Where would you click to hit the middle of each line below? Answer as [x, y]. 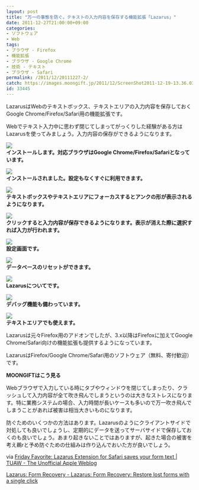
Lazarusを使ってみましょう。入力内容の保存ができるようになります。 [91, 133]
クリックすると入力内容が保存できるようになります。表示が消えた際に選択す [99, 222]
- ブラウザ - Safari [30, 72]
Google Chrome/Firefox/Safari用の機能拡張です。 [66, 114]
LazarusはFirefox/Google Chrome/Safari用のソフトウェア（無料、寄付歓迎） [99, 355]
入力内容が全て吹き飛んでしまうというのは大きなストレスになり [110, 395]
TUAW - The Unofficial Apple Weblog [52, 463]
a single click [22, 481]
